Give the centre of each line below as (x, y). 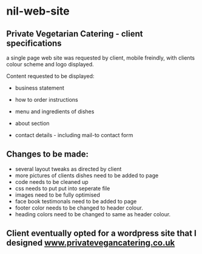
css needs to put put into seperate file (62, 188)
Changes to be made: (48, 154)
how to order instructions (46, 100)
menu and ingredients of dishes (55, 111)
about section (32, 123)
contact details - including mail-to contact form (74, 135)
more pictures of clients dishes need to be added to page (87, 175)
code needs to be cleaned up (52, 182)
